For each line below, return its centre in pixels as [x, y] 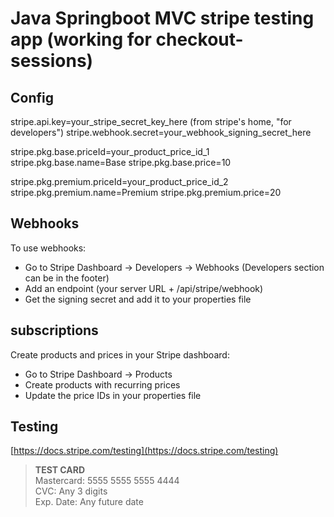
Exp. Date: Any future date [89, 502]
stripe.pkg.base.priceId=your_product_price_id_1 [110, 151]
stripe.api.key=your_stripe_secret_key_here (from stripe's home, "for [151, 121]
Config [32, 97]
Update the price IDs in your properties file [113, 395]
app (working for [81, 39]
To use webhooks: [48, 248]
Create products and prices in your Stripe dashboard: [120, 354]
